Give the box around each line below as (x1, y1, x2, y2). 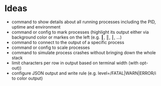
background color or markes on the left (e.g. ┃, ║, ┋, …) (11, 34, 122, 40)
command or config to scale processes (11, 44, 90, 50)
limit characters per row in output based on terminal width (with (11, 60, 139, 66)
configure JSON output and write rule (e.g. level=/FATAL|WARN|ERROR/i (11, 70, 156, 76)
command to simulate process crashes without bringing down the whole (11, 49, 156, 56)
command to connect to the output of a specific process (11, 39, 125, 45)
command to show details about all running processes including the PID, (11, 19, 156, 25)
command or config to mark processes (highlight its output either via (11, 29, 149, 35)
